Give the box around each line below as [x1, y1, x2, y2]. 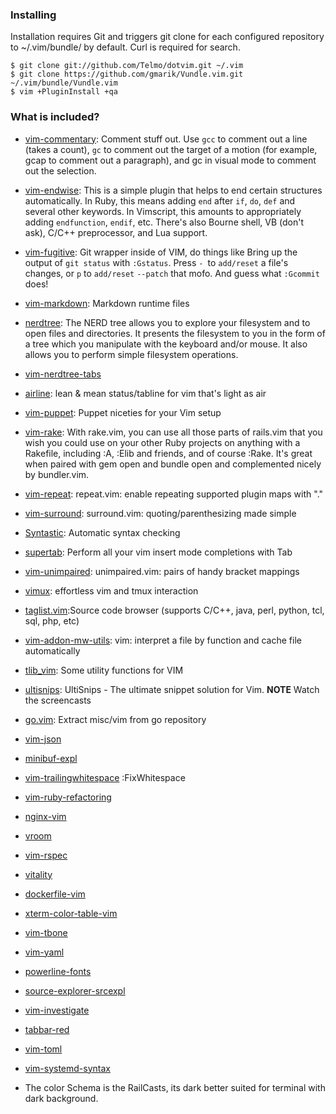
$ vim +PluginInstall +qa [10, 87, 118, 97]
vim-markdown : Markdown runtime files [24, 297, 190, 309]
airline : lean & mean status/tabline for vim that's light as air [24, 387, 267, 399]
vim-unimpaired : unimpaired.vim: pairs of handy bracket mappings [24, 565, 300, 577]
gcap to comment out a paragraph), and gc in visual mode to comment [24, 154, 317, 166]
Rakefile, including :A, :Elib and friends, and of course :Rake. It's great [24, 447, 313, 459]
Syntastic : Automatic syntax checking [24, 526, 181, 538]
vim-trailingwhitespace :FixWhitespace [24, 771, 186, 783]
